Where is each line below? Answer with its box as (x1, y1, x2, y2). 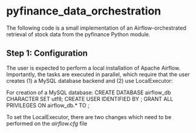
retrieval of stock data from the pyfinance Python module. (6, 30, 151, 37)
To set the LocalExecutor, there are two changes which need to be (6, 113, 172, 120)
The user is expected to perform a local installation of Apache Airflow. (6, 64, 180, 71)
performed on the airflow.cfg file (6, 120, 88, 127)
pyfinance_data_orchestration (6, 4, 162, 18)
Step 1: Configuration (6, 48, 88, 59)
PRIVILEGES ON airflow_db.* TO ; (6, 102, 90, 109)
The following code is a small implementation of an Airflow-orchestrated (6, 24, 186, 31)
